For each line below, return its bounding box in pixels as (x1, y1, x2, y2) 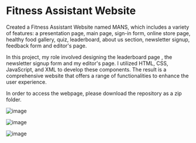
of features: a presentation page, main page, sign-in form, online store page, (6, 29, 191, 36)
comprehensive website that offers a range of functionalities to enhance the (6, 72, 189, 79)
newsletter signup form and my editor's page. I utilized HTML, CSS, (6, 60, 169, 67)
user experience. (6, 78, 47, 86)
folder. (6, 96, 22, 103)
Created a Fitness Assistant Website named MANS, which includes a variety (6, 23, 190, 30)
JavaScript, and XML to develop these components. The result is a (6, 66, 167, 73)
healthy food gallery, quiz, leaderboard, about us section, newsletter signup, (6, 36, 190, 43)
